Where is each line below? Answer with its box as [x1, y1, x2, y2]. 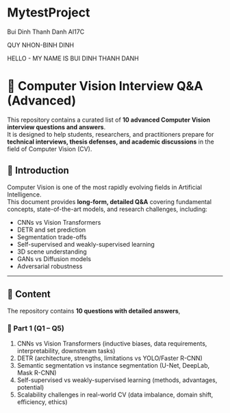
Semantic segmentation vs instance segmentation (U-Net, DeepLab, [16, 361, 210, 369]
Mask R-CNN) [16, 368, 57, 377]
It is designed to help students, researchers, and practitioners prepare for [7, 130, 214, 138]
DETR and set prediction [16, 225, 86, 234]
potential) [16, 383, 44, 391]
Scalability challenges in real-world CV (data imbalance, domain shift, [16, 390, 214, 399]
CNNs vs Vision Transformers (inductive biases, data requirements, [16, 339, 207, 348]
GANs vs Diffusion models [16, 254, 91, 263]
